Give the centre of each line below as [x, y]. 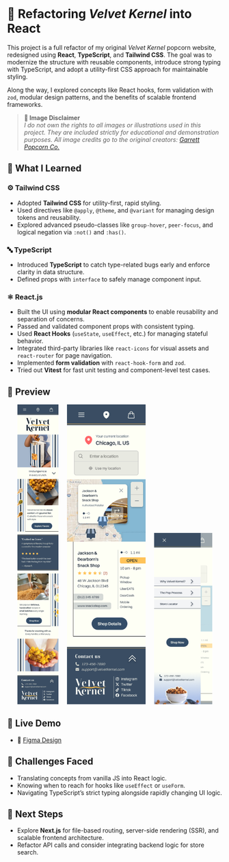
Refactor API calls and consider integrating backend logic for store [111, 845]
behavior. [30, 341]
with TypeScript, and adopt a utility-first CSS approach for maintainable [108, 69]
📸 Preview [29, 392]
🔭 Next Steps [35, 814]
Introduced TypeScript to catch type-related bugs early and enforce [113, 264]
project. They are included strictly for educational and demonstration [121, 132]
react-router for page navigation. [65, 356]
